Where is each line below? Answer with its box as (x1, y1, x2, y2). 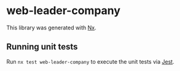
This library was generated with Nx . (6, 24, 96, 31)
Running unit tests (6, 42, 78, 52)
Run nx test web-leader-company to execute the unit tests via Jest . (6, 58, 174, 65)
